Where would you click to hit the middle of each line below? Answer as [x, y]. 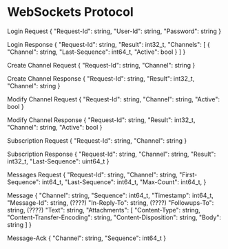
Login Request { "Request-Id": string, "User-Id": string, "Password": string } [114, 31]
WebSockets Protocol [71, 12]
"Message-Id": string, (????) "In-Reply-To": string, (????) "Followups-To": [111, 202]
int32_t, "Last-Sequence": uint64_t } [58, 161]
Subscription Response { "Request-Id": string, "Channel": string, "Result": [112, 154]
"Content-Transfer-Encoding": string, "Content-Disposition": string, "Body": [114, 217]
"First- [188, 175]
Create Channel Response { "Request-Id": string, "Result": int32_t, [101, 78]
